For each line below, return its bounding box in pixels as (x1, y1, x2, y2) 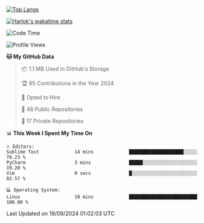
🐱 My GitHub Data (6, 53, 55, 60)
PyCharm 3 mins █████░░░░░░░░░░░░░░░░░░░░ (6, 160, 198, 166)
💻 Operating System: (6, 187, 61, 193)
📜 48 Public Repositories (21, 105, 83, 113)
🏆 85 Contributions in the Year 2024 (21, 80, 114, 87)
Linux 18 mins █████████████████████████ (6, 194, 198, 200)
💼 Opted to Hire (21, 94, 61, 101)
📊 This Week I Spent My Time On (6, 130, 93, 136)
